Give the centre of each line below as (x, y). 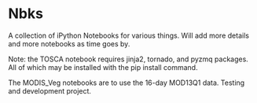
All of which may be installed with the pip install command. (103, 67)
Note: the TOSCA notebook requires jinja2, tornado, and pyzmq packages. (128, 59)
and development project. (50, 90)
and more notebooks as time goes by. (69, 43)
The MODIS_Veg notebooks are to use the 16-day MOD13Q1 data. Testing (127, 83)
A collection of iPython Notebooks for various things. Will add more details (129, 35)
